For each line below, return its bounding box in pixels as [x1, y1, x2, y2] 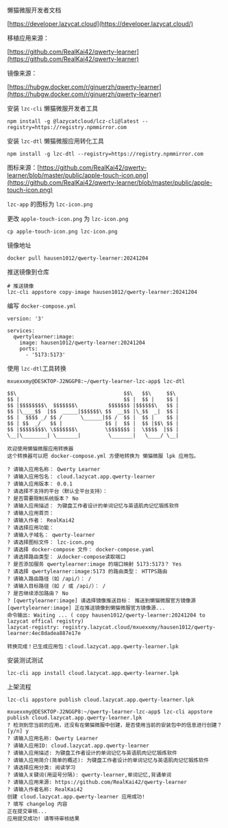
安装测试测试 [7, 656, 43, 664]
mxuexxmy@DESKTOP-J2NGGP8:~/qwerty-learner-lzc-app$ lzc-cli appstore [7, 709, 213, 715]
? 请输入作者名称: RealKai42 [7, 786, 84, 793]
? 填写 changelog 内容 [7, 801, 68, 807]
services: [7, 327, 36, 334]
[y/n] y [7, 728, 29, 735]
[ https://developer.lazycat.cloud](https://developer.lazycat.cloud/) [7, 20, 194, 27]
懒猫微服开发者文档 [7, 6, 62, 14]
